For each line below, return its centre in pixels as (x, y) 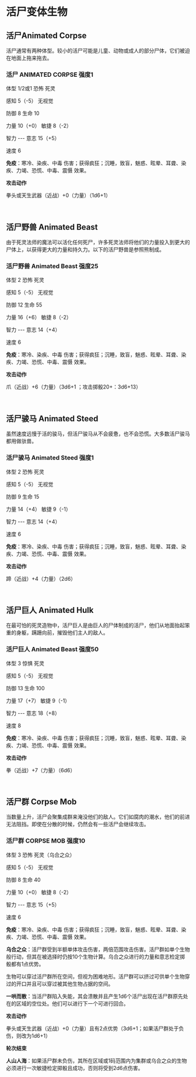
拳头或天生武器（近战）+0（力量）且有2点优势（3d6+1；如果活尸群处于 (92, 1028)
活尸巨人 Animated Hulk (50, 610)
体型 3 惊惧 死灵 (25, 663)
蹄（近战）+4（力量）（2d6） (41, 578)
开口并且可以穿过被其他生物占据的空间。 (65, 984)
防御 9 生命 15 (23, 496)
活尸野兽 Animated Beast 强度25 (52, 266)
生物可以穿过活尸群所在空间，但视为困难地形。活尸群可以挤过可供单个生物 (95, 976)
